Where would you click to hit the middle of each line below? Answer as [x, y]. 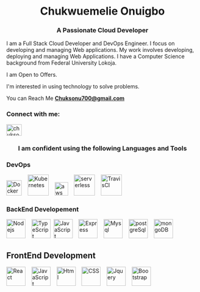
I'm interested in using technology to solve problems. [73, 87]
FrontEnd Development [51, 255]
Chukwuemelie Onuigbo [102, 11]
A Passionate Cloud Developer [102, 30]
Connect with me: [33, 114]
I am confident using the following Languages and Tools [102, 148]
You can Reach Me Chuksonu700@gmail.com [66, 98]
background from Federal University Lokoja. [62, 63]
